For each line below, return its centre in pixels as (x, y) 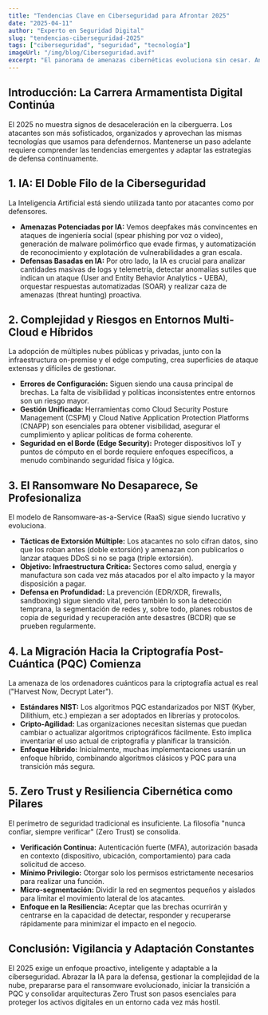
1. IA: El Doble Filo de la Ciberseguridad (107, 183)
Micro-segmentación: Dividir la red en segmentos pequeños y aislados (138, 890)
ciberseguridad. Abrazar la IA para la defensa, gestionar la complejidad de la (134, 977)
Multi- (219, 319)
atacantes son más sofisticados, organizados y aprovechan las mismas (125, 133)
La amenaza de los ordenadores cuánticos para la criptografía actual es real (133, 683)
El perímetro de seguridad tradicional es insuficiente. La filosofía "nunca (127, 823)
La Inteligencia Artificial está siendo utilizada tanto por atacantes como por (131, 203)
